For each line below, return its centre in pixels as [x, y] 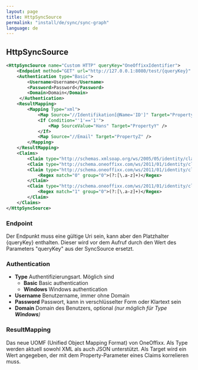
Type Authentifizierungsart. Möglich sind [64, 277]
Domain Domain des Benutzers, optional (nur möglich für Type [91, 308]
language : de [22, 28]
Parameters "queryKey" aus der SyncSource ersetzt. [70, 248]
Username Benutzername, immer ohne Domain [72, 296]
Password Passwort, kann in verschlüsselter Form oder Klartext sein [98, 302]
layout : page [22, 12]
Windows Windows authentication [65, 289]
